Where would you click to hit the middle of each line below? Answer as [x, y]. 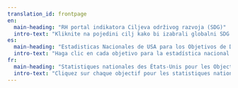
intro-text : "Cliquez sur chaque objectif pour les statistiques [112, 73]
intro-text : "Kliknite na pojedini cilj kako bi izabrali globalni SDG [122, 34]
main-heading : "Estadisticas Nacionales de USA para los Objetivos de [120, 47]
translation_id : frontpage [47, 14]
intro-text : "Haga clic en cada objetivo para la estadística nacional [122, 54]
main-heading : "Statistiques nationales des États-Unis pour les [112, 67]
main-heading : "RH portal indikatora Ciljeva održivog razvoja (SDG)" [120, 27]
